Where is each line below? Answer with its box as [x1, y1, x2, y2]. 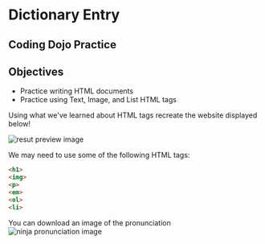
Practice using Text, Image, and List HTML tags [19, 95, 177, 105]
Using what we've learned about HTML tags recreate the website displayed [8, 110, 258, 120]
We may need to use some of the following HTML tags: [8, 151, 190, 160]
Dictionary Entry [8, 6, 120, 24]
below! [8, 119, 31, 129]
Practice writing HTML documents [19, 86, 134, 96]
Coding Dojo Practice [8, 38, 116, 52]
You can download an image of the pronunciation [8, 217, 171, 227]
